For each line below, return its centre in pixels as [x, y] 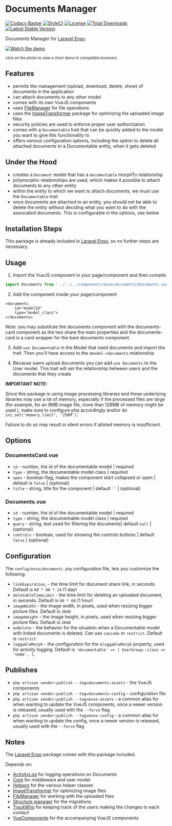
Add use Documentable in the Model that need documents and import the [89, 348]
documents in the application [43, 91]
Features [20, 74]
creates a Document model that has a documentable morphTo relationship [88, 175]
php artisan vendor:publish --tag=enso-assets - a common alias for [85, 699]
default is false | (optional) [41, 483]
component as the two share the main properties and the [76, 332]
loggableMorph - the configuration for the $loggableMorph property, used [89, 644]
